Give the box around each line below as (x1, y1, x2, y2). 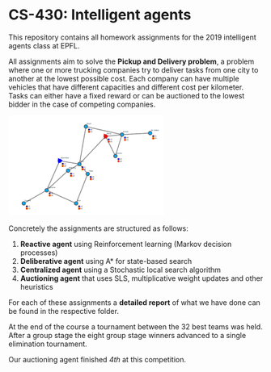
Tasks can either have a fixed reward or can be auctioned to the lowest (8, 90, 245, 100)
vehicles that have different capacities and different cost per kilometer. (8, 82, 244, 92)
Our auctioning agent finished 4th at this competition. (8, 354, 186, 364)
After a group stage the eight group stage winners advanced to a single (8, 330, 247, 340)
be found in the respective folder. (8, 306, 120, 316)
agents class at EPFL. (8, 40, 80, 50)
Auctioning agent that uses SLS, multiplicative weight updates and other (19, 273, 264, 283)
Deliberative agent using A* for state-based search (19, 256, 193, 265)
